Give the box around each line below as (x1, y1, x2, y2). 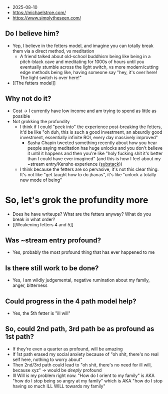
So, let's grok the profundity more (5, 194, 148, 206)
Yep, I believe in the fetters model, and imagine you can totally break (12, 43, 154, 49)
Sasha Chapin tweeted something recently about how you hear (27, 140, 157, 146)
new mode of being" (19, 177, 62, 183)
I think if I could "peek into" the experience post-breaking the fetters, (19, 124, 162, 130)
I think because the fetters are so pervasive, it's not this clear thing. (19, 166, 159, 172)
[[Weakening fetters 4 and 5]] (12, 221, 74, 227)
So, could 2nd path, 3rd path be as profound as (5, 325, 154, 333)
